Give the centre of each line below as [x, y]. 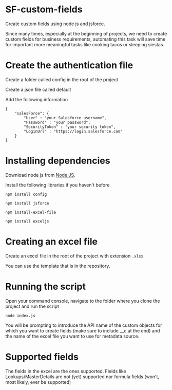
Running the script [46, 286]
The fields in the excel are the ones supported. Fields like [66, 371]
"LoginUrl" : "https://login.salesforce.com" [73, 131]
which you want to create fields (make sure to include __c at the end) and [83, 330]
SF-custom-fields [44, 10]
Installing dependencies [58, 161]
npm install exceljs [27, 221]
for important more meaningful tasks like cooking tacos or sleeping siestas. [85, 44]
